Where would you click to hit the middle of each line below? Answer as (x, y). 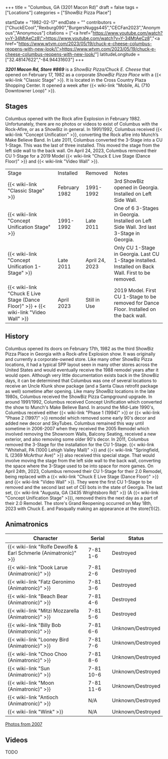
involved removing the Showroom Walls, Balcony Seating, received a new (81, 434)
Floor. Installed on (135, 309)
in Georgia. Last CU (137, 254)
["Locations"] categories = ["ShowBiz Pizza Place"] (58, 13)
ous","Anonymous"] (25, 33)
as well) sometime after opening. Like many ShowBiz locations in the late (80, 391)
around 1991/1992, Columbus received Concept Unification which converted (84, 402)
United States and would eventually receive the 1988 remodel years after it (82, 370)
